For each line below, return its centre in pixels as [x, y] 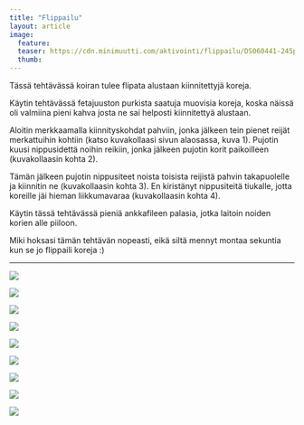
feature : [34, 43]
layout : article [40, 26]
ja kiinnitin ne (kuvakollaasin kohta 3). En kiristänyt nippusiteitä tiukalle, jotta [151, 186]
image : [22, 34]
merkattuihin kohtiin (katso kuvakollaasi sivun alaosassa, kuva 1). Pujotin [144, 140]
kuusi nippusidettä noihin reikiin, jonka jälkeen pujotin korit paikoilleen [139, 149]
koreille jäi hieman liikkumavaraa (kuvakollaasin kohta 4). [115, 196]
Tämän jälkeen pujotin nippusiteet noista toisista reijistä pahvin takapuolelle [150, 176]
